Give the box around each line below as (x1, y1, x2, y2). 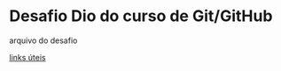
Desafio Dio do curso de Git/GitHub (9, 6, 273, 26)
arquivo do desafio (9, 35, 78, 46)
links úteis (9, 52, 46, 62)
